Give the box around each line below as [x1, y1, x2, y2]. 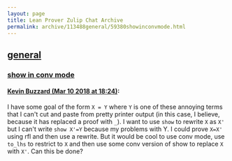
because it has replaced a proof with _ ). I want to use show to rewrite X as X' [7, 117, 225, 125]
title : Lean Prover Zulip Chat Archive [7, 17, 124, 24]
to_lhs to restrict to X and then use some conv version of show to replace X [7, 139, 224, 148]
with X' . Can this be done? [7, 147, 84, 155]
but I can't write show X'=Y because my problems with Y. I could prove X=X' [7, 125, 223, 133]
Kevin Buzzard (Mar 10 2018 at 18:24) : [7, 87, 120, 95]
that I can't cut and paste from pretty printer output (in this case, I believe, [7, 109, 220, 118]
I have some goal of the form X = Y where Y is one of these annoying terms [7, 102, 223, 111]
